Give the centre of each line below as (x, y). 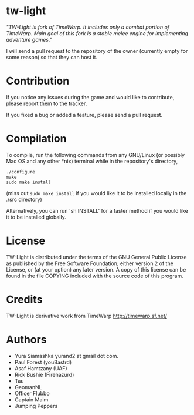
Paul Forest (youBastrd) (43, 362)
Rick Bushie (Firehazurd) (44, 374)
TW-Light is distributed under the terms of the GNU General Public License (96, 257)
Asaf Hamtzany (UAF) (41, 368)
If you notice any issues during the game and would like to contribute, (90, 97)
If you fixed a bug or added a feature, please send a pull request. (84, 115)
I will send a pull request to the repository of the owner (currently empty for (97, 51)
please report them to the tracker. (47, 103)
